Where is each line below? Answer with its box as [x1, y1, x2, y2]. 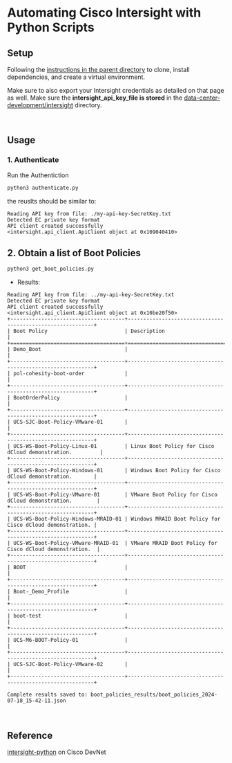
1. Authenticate [7, 155, 59, 165]
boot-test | [13, 613, 128, 620]
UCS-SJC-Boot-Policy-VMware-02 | [13, 661, 128, 668]
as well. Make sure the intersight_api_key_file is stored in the [7, 93, 183, 102]
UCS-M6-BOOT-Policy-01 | [13, 637, 128, 644]
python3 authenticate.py [7, 184, 79, 191]
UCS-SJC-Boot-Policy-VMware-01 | [13, 419, 128, 426]
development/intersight [7, 101, 74, 109]
